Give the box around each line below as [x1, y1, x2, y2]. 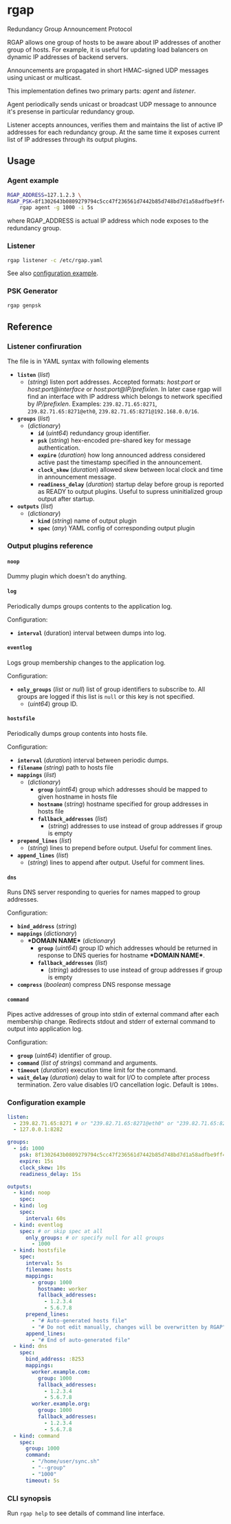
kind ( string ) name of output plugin [37, 516, 137, 525]
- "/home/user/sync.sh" [32, 1458, 100, 1465]
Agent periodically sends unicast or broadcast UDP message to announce [7, 100, 217, 108]
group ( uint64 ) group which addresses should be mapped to [37, 785, 208, 794]
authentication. [37, 444, 80, 452]
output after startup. [37, 494, 95, 503]
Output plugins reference [7, 541, 93, 551]
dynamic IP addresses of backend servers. [7, 52, 129, 61]
